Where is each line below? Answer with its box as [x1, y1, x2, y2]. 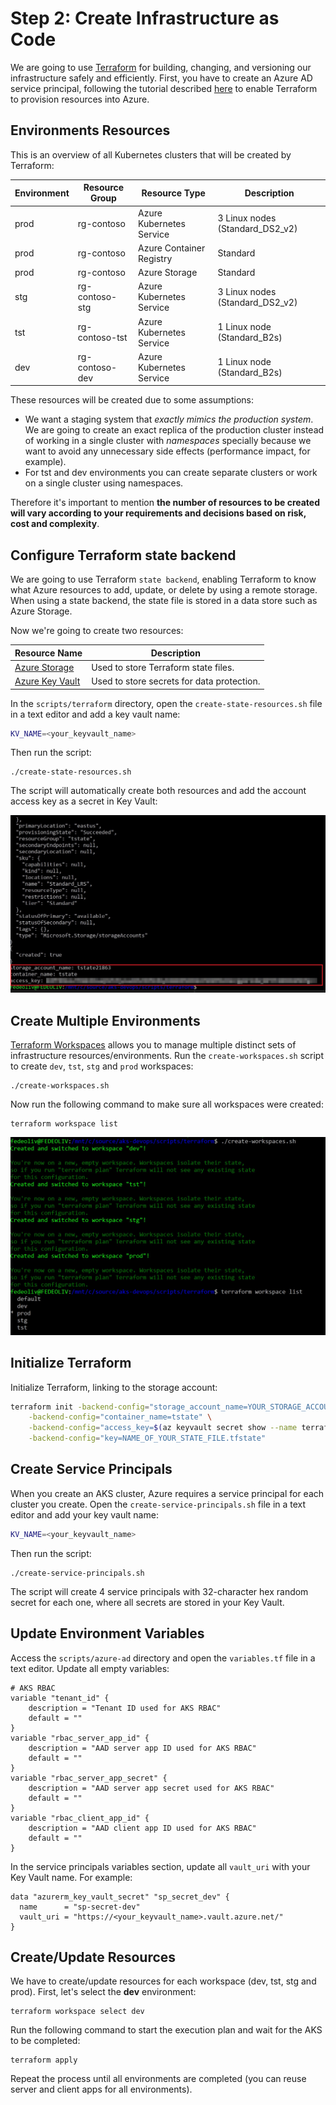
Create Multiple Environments [10, 1012, 201, 1029]
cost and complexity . [10, 518, 100, 530]
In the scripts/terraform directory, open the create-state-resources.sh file [10, 697, 323, 709]
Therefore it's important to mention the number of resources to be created [10, 497, 320, 509]
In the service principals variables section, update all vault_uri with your [10, 1860, 311, 1872]
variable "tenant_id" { [10, 1693, 110, 1703]
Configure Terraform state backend [10, 547, 237, 564]
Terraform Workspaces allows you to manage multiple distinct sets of [10, 1039, 297, 1051]
